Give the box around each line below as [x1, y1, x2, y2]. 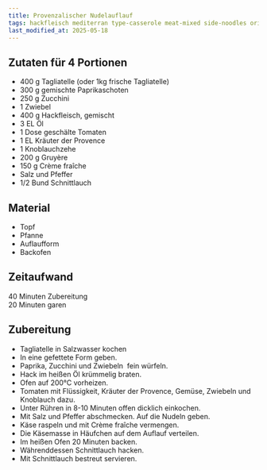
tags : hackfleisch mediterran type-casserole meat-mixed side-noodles [8, 19, 247, 27]
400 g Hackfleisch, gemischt [19, 110, 115, 120]
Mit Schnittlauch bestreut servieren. [19, 453, 137, 463]
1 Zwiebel [19, 102, 52, 112]
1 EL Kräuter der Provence [19, 136, 106, 145]
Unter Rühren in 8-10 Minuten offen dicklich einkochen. [19, 403, 201, 413]
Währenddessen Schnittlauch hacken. [19, 445, 145, 455]
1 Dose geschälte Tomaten [19, 128, 107, 137]
